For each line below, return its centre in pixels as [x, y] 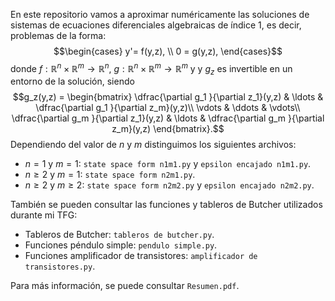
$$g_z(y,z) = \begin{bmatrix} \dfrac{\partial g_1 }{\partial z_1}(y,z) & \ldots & [168, 97]
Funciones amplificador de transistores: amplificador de [141, 256]
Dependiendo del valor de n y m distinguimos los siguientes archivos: [153, 145]
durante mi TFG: [44, 215]
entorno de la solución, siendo [72, 81]
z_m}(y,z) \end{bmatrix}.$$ [168, 129]
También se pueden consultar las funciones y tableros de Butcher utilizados [166, 205]
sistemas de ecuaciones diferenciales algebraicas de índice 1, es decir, [156, 25]
